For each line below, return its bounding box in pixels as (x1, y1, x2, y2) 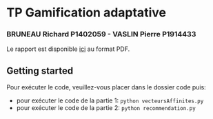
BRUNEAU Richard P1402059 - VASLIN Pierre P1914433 (6, 30, 196, 39)
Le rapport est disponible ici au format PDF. (6, 45, 130, 53)
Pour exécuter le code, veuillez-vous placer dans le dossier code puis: (6, 83, 206, 91)
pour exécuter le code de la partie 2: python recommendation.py (16, 104, 196, 112)
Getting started (6, 65, 74, 76)
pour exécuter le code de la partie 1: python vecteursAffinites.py (16, 96, 204, 105)
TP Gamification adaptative (6, 5, 167, 21)
